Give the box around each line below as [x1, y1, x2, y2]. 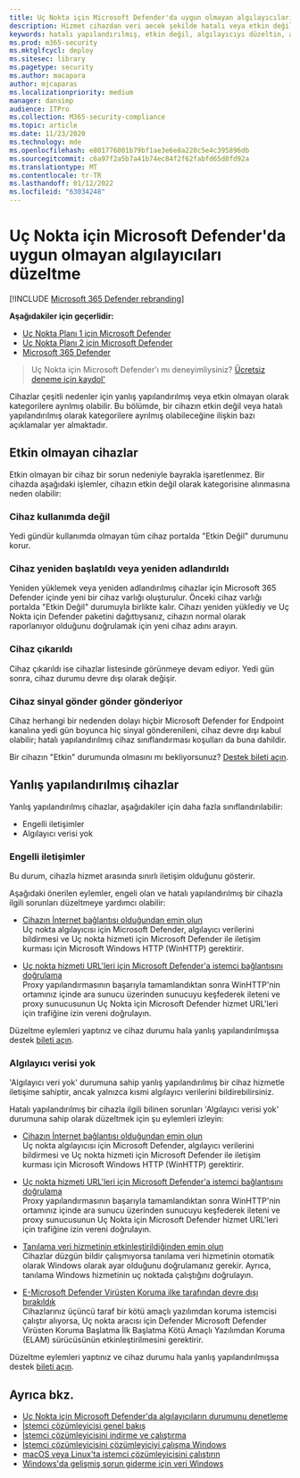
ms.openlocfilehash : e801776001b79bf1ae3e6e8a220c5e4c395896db [9, 146, 250, 154]
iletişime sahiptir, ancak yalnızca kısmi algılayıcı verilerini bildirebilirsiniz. [9, 1087, 274, 1098]
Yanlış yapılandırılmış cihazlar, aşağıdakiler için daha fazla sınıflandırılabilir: [9, 801, 283, 812]
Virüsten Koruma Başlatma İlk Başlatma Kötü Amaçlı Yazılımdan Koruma [21, 1325, 286, 1336]
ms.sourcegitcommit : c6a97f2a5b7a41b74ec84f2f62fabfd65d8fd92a [9, 154, 250, 163]
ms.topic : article [9, 121, 78, 130]
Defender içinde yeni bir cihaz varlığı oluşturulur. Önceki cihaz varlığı [9, 592, 262, 603]
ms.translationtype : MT [9, 163, 98, 171]
